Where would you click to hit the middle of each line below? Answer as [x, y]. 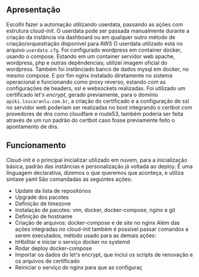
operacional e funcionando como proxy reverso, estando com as [86, 82]
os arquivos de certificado [47, 261]
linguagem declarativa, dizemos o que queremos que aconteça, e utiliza [95, 172]
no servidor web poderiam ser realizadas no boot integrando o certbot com [99, 107]
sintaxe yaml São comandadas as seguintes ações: [69, 179]
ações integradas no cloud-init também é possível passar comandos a [102, 229]
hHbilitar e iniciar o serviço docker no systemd [72, 242]
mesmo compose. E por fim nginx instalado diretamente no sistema [89, 75]
